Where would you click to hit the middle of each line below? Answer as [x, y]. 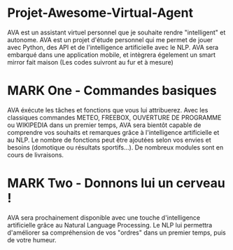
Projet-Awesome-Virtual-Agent [100, 13]
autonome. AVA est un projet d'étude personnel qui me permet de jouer [110, 39]
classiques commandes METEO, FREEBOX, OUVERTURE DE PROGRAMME [114, 117]
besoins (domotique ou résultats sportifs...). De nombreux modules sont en [115, 147]
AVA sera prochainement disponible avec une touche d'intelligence [104, 217]
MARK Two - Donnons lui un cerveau [116, 183]
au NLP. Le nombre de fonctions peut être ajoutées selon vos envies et [109, 140]
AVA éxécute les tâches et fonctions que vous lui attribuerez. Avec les [108, 110]
